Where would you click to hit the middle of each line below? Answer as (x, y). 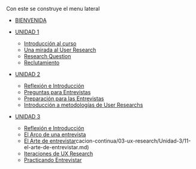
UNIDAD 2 (28, 74)
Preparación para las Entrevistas (64, 99)
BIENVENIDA (31, 20)
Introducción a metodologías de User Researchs (83, 105)
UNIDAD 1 (27, 32)
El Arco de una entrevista (55, 135)
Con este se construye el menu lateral (53, 9)
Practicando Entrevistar (53, 160)
